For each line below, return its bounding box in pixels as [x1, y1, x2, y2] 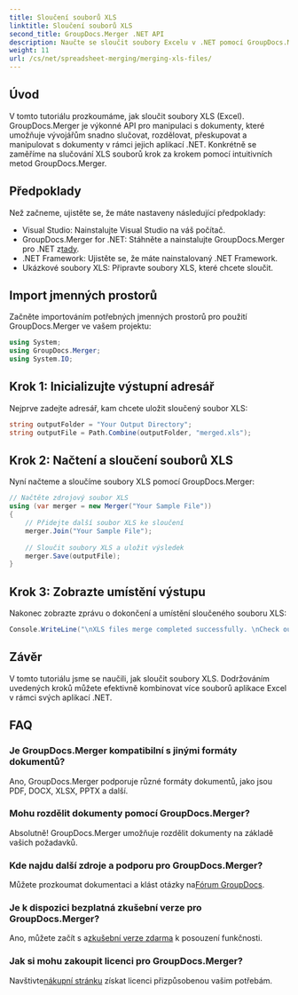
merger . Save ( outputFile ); [25, 552, 122, 561]
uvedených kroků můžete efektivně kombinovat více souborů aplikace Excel [9, 682, 287, 693]
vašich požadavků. [9, 837, 78, 848]
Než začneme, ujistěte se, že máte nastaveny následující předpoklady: [9, 207, 266, 218]
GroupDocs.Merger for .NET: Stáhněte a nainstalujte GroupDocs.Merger [21, 234, 286, 244]
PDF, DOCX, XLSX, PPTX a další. [9, 785, 129, 796]
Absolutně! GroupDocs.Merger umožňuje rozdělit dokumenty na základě [9, 827, 274, 838]
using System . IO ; [9, 354, 74, 364]
